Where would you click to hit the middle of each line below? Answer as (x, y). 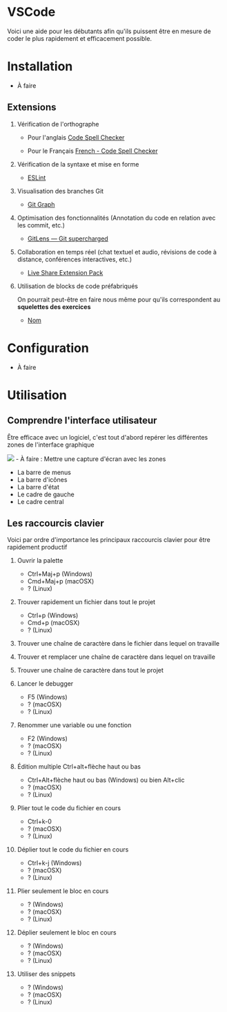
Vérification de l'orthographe (58, 124)
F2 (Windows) (47, 739)
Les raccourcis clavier (56, 524)
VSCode (31, 12)
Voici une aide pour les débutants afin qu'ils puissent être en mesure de (109, 31)
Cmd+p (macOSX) (53, 623)
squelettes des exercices (54, 307)
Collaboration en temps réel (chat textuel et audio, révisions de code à (117, 252)
